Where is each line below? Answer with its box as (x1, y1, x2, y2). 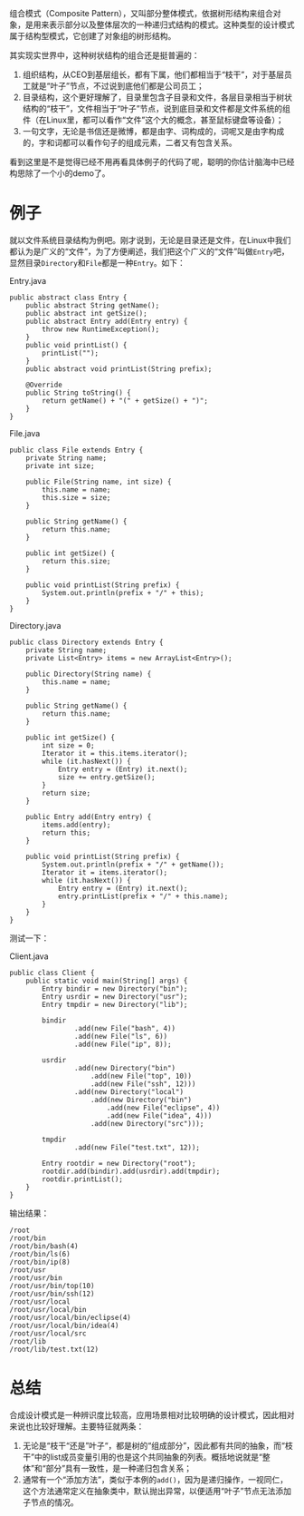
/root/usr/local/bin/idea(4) (9, 1321, 119, 1330)
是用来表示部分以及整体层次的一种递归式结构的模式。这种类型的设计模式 (24, 19, 295, 30)
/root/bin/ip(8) (9, 1257, 71, 1267)
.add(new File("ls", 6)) (73, 1032, 168, 1041)
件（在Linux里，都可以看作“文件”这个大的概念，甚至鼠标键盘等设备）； (22, 114, 284, 125)
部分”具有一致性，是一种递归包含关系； (45, 1462, 193, 1473)
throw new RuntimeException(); (42, 325, 160, 334)
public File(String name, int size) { (25, 477, 172, 486)
